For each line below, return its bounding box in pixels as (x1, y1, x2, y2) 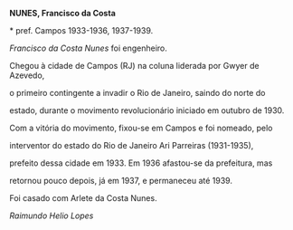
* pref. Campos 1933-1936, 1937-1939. (9, 25, 154, 35)
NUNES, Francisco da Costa (9, 8, 116, 18)
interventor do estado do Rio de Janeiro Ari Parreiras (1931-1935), (9, 140, 254, 150)
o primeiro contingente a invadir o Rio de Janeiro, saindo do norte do (9, 88, 266, 98)
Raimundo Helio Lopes (9, 210, 94, 221)
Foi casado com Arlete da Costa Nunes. (9, 193, 157, 203)
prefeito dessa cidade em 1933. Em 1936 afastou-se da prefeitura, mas (9, 158, 273, 168)
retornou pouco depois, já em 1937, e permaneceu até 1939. (9, 176, 233, 186)
